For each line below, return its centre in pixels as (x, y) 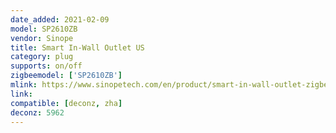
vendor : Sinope (42, 38)
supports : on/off (46, 66)
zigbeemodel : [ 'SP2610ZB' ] (66, 76)
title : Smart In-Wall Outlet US (77, 47)
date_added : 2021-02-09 (60, 19)
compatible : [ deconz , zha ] (66, 103)
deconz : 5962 (37, 112)
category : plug (42, 57)
